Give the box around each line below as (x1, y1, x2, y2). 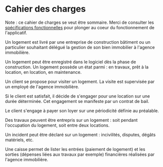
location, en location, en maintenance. (5, 69, 82, 75)
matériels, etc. (5, 137, 34, 143)
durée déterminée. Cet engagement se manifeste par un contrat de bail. (5, 98, 150, 104)
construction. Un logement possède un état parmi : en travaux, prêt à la (5, 64, 149, 70)
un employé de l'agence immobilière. (5, 83, 80, 89)
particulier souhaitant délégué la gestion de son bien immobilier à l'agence (5, 44, 155, 50)
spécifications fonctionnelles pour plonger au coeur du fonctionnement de (5, 24, 155, 30)
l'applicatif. (5, 30, 27, 35)
